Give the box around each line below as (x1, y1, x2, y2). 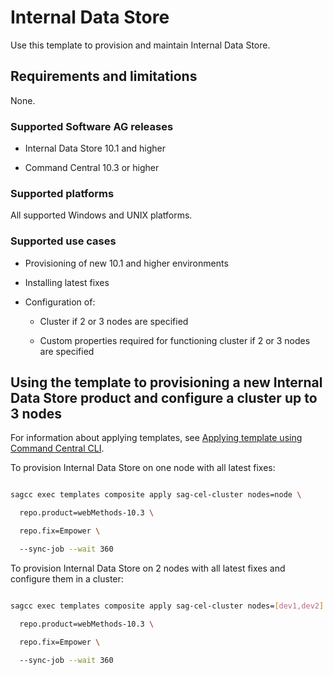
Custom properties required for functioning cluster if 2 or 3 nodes (39, 334, 311, 346)
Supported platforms (10, 186, 115, 200)
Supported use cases (10, 234, 117, 248)
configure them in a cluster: (10, 572, 124, 585)
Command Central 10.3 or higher (24, 162, 160, 174)
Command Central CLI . (10, 442, 105, 455)
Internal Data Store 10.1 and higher (24, 142, 166, 155)
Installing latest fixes (24, 276, 110, 288)
